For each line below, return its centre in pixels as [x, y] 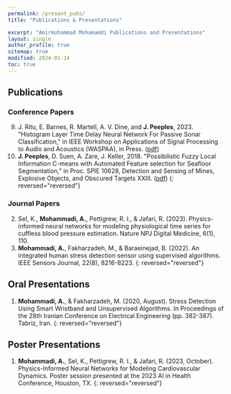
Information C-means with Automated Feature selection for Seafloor [114, 164]
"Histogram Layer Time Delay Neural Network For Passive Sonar [109, 135]
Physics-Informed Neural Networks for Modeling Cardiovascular [109, 368]
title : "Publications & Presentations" [65, 20]
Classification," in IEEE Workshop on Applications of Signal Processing [118, 141]
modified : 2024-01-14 [39, 58]
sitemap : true [28, 52]
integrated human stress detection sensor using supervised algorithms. [119, 255]
